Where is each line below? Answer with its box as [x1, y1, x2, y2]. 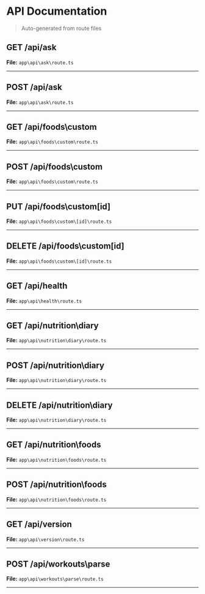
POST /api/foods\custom [6, 161, 103, 172]
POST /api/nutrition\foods [6, 479, 107, 490]
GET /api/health [6, 280, 68, 291]
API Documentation [6, 4, 107, 18]
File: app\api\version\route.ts [6, 535, 85, 543]
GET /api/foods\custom [6, 121, 98, 132]
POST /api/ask [6, 82, 62, 92]
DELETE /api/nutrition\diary [6, 400, 113, 410]
